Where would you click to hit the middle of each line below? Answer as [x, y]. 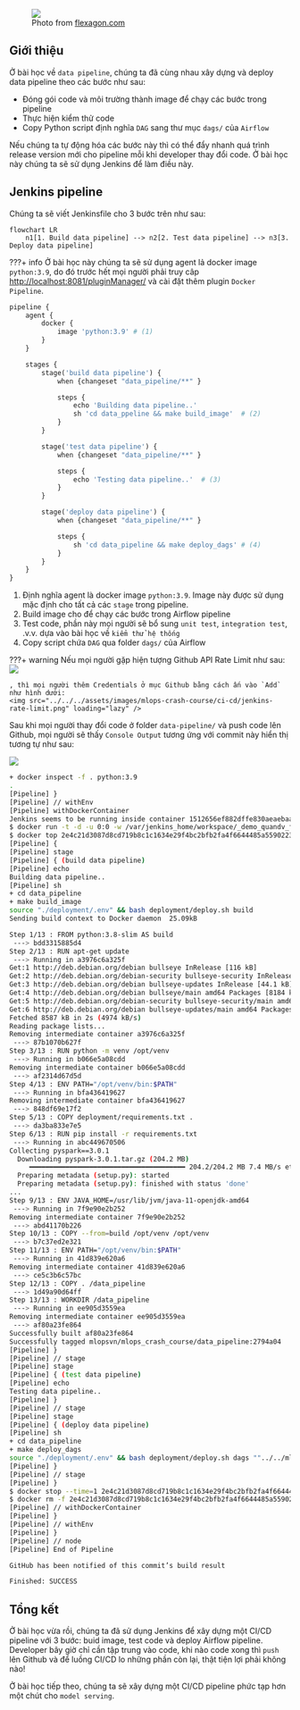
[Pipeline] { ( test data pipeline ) [75, 1375]
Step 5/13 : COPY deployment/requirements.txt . [101, 1118]
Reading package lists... [57, 1026]
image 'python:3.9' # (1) [105, 332]
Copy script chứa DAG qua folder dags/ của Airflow [114, 642]
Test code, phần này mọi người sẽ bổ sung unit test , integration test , [155, 624]
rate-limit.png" [39, 709]
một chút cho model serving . [62, 1696]
